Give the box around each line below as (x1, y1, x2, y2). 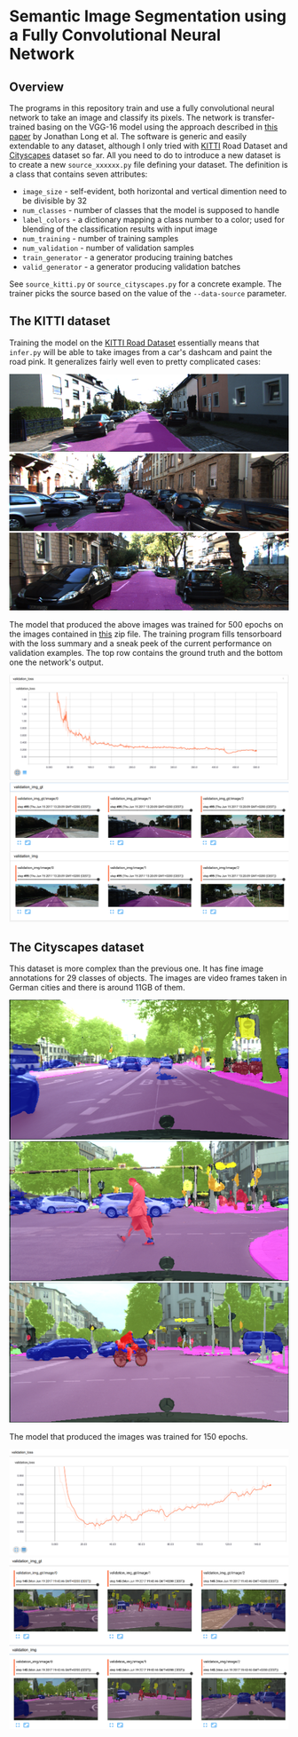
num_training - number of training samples (21, 233, 179, 243)
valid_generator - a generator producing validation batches (21, 262, 241, 272)
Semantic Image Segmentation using (9, 6, 286, 27)
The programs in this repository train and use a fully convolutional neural (9, 103, 275, 113)
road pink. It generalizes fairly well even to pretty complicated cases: (9, 356, 262, 367)
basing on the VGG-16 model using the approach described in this (36, 122, 278, 132)
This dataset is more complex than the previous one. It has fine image (9, 963, 264, 974)
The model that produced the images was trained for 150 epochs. (9, 1432, 248, 1442)
